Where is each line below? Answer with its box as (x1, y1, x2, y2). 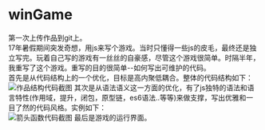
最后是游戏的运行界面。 (73, 112, 152, 122)
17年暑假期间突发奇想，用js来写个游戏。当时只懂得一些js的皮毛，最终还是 (8, 42, 250, 53)
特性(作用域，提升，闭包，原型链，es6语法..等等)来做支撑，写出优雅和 (14, 93, 247, 102)
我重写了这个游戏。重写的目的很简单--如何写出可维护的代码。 (8, 62, 211, 73)
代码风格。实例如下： (35, 102, 106, 112)
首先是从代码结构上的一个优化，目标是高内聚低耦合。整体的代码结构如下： (8, 73, 253, 82)
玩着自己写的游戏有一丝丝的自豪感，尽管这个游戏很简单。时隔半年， (35, 53, 260, 62)
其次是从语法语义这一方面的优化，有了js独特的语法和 (73, 82, 247, 93)
